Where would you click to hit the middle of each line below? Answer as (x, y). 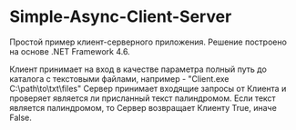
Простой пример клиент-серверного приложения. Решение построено (148, 42)
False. (20, 117)
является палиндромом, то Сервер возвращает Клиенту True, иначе (143, 107)
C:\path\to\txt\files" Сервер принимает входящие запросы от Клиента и (148, 88)
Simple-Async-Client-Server (121, 17)
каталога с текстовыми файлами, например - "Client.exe (119, 78)
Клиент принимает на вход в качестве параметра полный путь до (138, 69)
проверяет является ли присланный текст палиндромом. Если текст (143, 98)
